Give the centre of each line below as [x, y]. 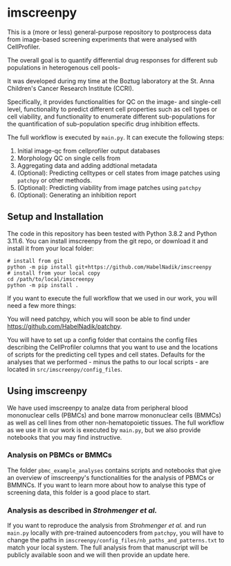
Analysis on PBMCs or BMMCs [60, 455]
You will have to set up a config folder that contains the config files [102, 340]
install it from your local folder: [51, 248]
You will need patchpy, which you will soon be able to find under [99, 319]
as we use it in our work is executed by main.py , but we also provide [104, 430]
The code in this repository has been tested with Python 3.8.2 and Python [112, 233]
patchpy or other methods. [54, 180]
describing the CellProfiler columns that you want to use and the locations [112, 347]
